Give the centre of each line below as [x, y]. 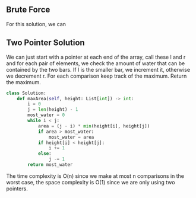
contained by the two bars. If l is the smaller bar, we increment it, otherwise [98, 69]
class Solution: [26, 93]
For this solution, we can [36, 24]
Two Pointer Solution [45, 43]
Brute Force [28, 10]
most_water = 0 [46, 115]
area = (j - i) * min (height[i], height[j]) [94, 126]
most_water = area [71, 137]
